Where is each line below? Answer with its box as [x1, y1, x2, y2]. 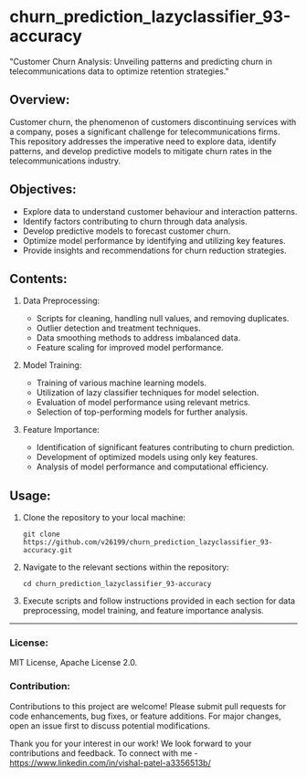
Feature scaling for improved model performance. [36, 342, 224, 353]
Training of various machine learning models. [36, 377, 207, 389]
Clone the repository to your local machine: [22, 512, 185, 523]
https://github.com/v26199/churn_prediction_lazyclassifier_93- [22, 538, 273, 547]
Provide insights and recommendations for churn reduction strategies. [22, 245, 288, 256]
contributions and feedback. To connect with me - [9, 747, 198, 759]
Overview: [9, 92, 70, 108]
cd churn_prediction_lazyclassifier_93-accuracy [22, 580, 212, 589]
